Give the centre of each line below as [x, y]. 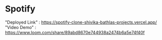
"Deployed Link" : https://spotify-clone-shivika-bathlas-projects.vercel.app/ [81, 22]
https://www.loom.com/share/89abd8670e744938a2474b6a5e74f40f [75, 32]
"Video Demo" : [21, 27]
